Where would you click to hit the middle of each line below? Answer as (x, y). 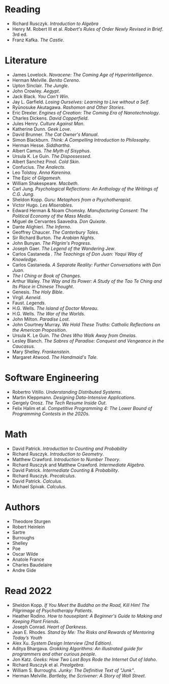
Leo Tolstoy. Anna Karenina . (42, 172)
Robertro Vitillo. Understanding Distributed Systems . (67, 392)
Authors (22, 507)
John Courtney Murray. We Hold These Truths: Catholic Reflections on (86, 324)
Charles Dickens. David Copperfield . (50, 118)
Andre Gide (24, 570)
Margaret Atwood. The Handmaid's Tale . (55, 357)
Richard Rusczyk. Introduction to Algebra (55, 24)
